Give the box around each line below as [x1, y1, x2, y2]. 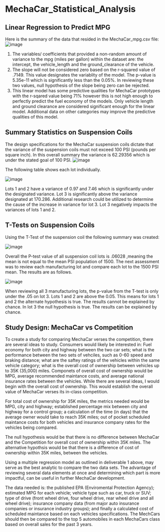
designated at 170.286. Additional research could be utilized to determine [5, 196, 154, 202]
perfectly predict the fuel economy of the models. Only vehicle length [12, 98, 154, 104]
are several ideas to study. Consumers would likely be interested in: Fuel [5, 342, 152, 347]
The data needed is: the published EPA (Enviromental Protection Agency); [5, 485, 155, 491]
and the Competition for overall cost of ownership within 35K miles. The [5, 439, 151, 445]
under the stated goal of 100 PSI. [5, 157, 72, 163]
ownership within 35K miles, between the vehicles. [5, 450, 108, 456]
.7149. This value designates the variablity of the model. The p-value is [12, 72, 156, 77]
